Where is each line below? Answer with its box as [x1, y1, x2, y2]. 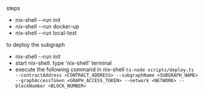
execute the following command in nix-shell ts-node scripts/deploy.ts [15, 66, 194, 73]
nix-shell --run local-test [15, 29, 77, 37]
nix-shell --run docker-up [15, 23, 79, 30]
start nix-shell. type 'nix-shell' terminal [15, 60, 112, 66]
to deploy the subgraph [6, 41, 65, 48]
